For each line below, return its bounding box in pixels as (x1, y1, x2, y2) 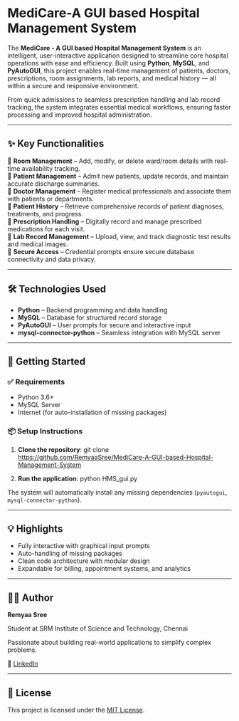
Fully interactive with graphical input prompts (17, 542, 151, 550)
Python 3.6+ (17, 393, 55, 401)
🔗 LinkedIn (7, 660, 38, 668)
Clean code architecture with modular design (17, 557, 150, 565)
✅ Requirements (7, 377, 65, 386)
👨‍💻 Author (7, 591, 54, 604)
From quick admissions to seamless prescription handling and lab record (7, 95, 221, 104)
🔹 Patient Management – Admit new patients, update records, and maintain (7, 172, 229, 180)
